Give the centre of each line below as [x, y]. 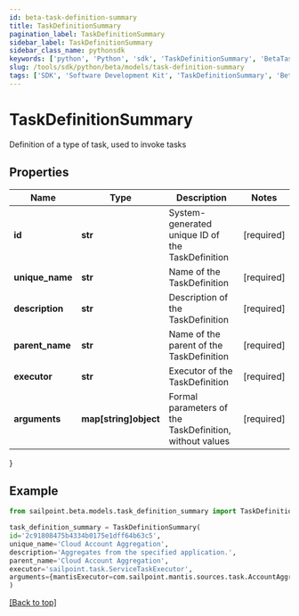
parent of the [196, 345]
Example [34, 491]
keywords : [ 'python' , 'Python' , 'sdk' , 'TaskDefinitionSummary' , [133, 59]
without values [199, 440]
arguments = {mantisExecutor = [61, 577]
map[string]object [121, 418]
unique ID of [194, 234]
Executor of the [201, 371]
